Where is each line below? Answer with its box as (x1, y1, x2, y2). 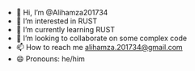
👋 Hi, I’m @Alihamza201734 (15, 8, 108, 17)
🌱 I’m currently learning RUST (15, 25, 116, 34)
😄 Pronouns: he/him (15, 54, 85, 64)
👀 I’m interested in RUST (15, 16, 98, 26)
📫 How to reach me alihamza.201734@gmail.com (15, 43, 184, 52)
